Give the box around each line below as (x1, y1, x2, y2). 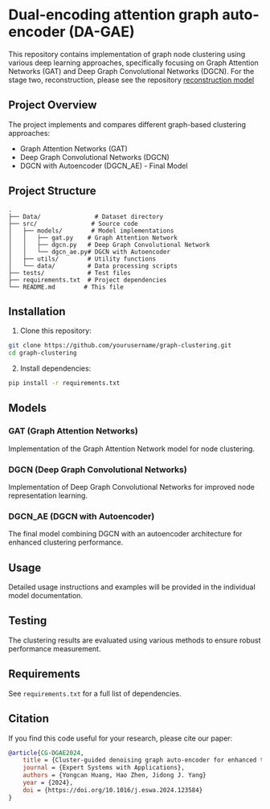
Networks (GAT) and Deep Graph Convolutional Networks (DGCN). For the (8, 66, 255, 76)
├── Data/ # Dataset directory (8, 212, 163, 220)
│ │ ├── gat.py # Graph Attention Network (8, 233, 178, 242)
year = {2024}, (22, 778, 74, 787)
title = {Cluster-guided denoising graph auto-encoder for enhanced (22, 756, 257, 765)
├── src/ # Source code (8, 220, 138, 228)
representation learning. (8, 491, 88, 500)
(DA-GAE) (68, 23, 135, 41)
